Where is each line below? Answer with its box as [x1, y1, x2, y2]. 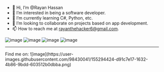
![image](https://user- [30, 51, 74, 57]
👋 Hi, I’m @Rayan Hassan [12, 5, 63, 10]
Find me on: [5, 51, 29, 57]
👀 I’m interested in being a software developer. [12, 10, 106, 16]
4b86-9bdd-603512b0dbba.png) [5, 62, 72, 67]
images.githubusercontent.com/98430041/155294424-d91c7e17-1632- [5, 56, 148, 62]
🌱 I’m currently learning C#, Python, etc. [12, 15, 93, 21]
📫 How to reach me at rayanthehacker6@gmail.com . [12, 26, 119, 31]
